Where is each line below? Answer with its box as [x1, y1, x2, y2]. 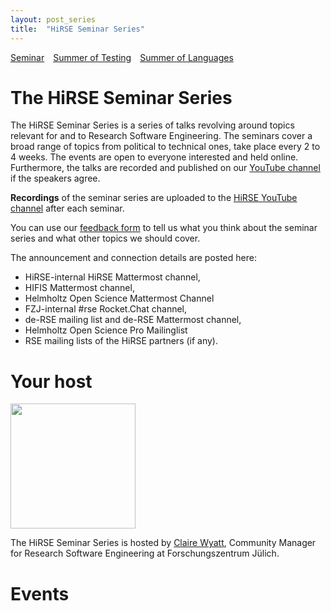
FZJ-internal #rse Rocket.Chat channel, [24, 303, 188, 315]
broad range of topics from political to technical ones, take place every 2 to [10, 141, 321, 153]
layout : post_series [10, 14, 97, 25]
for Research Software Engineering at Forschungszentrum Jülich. [10, 547, 280, 560]
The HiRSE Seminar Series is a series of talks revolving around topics [10, 119, 295, 131]
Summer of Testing [53, 51, 132, 63]
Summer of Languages [139, 51, 234, 63]
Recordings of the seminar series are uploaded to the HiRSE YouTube [10, 192, 298, 204]
